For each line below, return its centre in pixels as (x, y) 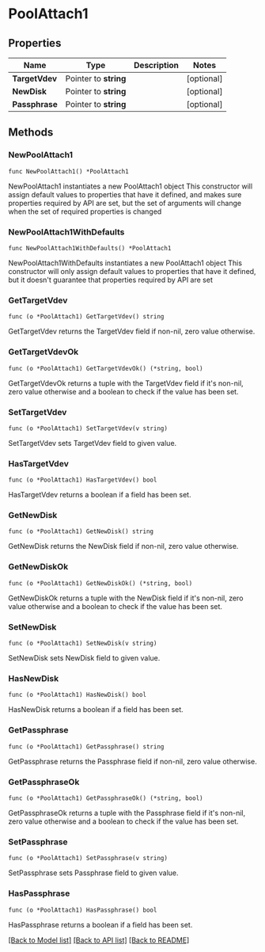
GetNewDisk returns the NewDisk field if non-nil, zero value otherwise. (123, 546)
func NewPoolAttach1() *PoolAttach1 (68, 171)
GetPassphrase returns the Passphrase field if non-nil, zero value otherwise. (132, 761)
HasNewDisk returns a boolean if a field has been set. (96, 710)
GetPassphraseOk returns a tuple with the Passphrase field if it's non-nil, (127, 813)
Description (157, 65)
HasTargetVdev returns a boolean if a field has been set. (100, 495)
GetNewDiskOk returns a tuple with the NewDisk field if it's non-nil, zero (126, 598)
